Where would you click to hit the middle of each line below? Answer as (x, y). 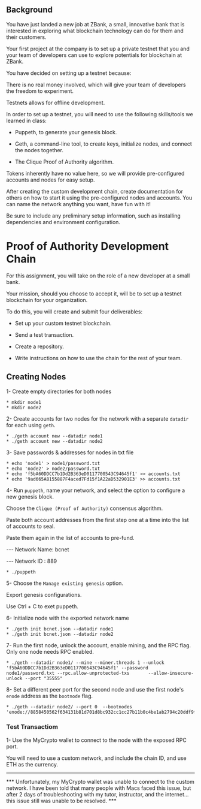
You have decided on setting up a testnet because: (69, 73)
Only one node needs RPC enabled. (50, 651)
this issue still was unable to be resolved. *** (61, 801)
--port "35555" (44, 678)
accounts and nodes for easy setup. (51, 180)
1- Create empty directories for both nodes (59, 391)
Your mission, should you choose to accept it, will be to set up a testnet (94, 294)
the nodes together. (39, 150)
